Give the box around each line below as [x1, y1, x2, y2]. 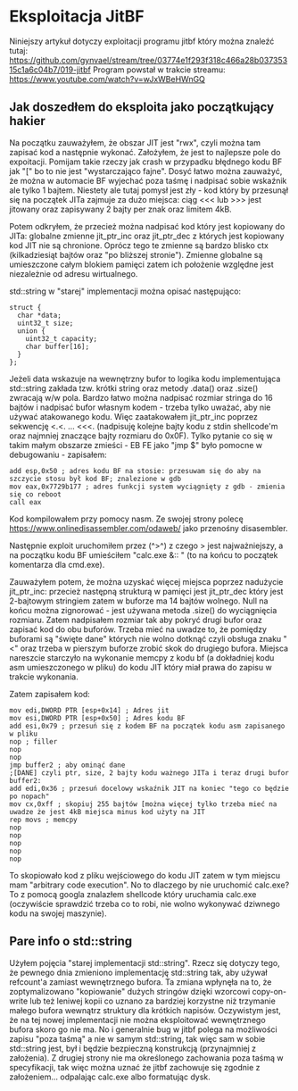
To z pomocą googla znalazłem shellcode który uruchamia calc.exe [9, 888, 257, 899]
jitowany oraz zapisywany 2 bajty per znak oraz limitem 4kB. [9, 204, 232, 214]
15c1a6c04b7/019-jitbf [9, 64, 91, 75]
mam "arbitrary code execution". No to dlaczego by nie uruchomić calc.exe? [9, 879, 290, 890]
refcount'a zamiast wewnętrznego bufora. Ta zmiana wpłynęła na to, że [9, 976, 272, 987]
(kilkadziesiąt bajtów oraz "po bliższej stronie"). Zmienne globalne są [9, 249, 263, 260]
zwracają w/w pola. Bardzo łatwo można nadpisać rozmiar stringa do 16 [9, 392, 274, 403]
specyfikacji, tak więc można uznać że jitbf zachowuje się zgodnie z [9, 1062, 261, 1072]
